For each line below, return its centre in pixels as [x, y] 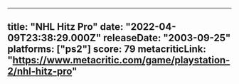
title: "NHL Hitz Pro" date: [65, 27]
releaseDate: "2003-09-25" [167, 38]
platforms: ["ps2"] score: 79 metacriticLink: [107, 49]
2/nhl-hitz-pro [40, 72]
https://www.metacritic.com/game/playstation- [121, 60]
